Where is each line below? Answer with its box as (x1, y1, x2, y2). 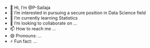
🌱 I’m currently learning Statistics (9, 15, 78, 21)
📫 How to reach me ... (9, 26, 56, 31)
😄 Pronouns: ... (9, 33, 42, 39)
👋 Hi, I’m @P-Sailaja (9, 5, 51, 10)
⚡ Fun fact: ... (9, 38, 37, 44)
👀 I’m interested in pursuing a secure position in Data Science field (9, 10, 146, 16)
